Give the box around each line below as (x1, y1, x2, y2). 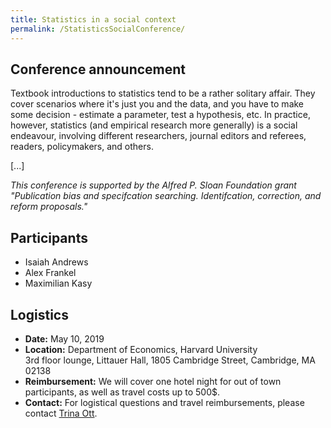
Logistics (10, 306, 69, 323)
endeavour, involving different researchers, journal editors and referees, (10, 130, 307, 142)
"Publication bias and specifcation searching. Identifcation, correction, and (10, 190, 322, 202)
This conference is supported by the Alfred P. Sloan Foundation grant (10, 179, 297, 191)
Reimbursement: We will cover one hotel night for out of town (24, 375, 282, 387)
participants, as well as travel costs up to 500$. (24, 386, 221, 398)
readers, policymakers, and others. (10, 141, 154, 153)
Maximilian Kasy (24, 277, 93, 290)
